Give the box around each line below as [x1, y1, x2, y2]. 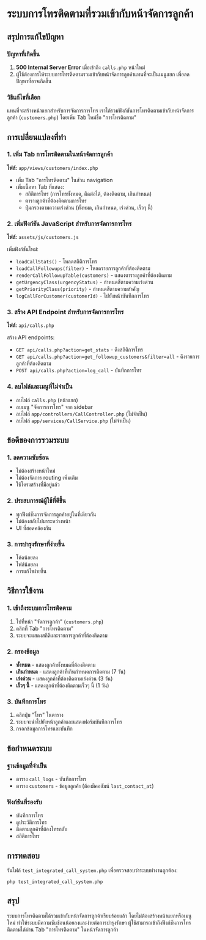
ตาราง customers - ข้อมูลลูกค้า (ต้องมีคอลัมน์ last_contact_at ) [15, 782, 155, 789]
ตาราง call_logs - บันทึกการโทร [15, 776, 87, 782]
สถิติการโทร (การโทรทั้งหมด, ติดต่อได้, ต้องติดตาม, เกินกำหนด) [24, 190, 152, 197]
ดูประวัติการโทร [15, 818, 48, 826]
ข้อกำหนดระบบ [7, 743, 52, 754]
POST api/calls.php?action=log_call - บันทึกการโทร [15, 367, 142, 374]
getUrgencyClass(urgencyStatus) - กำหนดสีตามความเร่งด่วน [15, 279, 154, 286]
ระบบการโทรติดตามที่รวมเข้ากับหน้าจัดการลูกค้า [7, 7, 194, 21]
